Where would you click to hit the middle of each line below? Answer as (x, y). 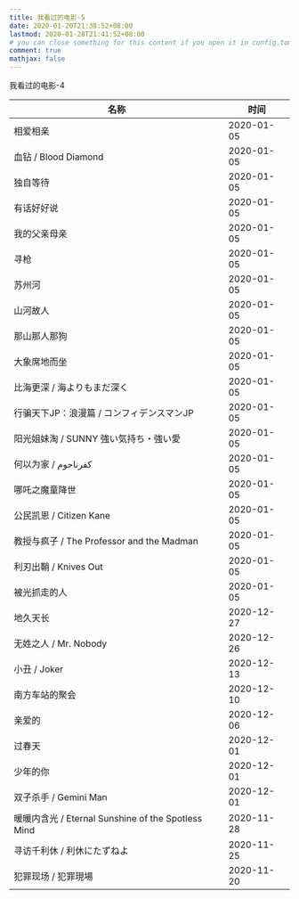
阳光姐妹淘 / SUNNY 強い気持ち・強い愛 (97, 439)
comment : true (36, 51)
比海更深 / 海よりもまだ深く (71, 387)
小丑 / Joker (39, 669)
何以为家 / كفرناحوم (53, 464)
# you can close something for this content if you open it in (129, 42)
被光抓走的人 (41, 592)
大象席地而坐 (41, 362)
